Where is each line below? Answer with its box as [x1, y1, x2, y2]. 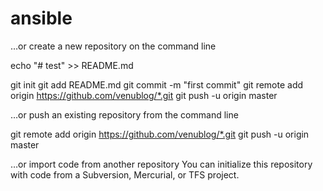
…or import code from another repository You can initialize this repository [10, 158, 313, 170]
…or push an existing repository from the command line [10, 108, 239, 121]
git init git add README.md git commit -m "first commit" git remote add [10, 78, 304, 91]
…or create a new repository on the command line [10, 40, 217, 52]
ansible [10, 7, 73, 30]
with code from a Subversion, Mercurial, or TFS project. [10, 168, 240, 181]
